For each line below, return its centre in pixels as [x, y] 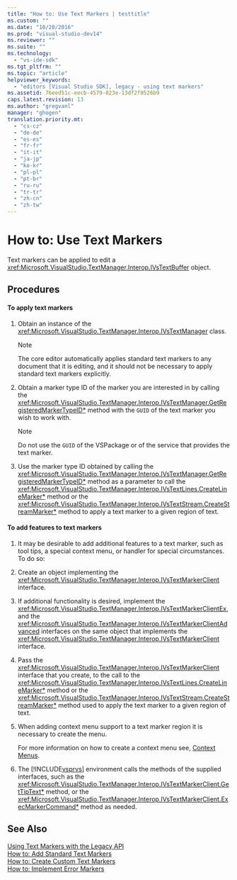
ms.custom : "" [28, 21]
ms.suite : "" [27, 47]
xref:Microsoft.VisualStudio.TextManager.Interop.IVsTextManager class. [122, 331]
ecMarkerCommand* [48, 806]
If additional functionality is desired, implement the [91, 601]
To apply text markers [40, 307]
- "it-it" [28, 152]
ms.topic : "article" [38, 73]
